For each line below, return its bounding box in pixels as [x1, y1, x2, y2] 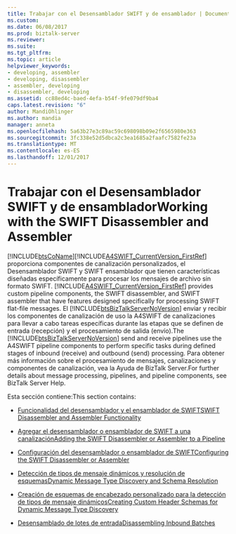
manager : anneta [7, 121, 55, 128]
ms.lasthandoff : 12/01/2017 [7, 154, 90, 161]
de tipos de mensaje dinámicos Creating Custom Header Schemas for [17, 498, 218, 506]
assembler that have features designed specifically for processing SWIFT [7, 296, 220, 305]
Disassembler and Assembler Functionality [17, 413, 142, 422]
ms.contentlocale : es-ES [7, 147, 80, 154]
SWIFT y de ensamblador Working [7, 199, 209, 215]
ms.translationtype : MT [7, 141, 77, 148]
